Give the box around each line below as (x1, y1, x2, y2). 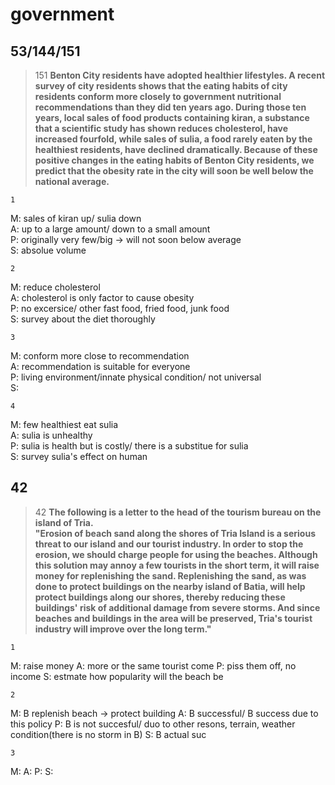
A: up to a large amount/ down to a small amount (10, 223, 211, 235)
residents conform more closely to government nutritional (34, 91, 282, 102)
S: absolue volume (10, 244, 87, 256)
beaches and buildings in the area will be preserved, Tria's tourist (34, 612, 313, 624)
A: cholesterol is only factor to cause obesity (10, 292, 195, 303)
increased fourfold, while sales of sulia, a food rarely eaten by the (34, 133, 313, 145)
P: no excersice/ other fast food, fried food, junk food (10, 303, 230, 314)
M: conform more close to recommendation (10, 350, 190, 362)
